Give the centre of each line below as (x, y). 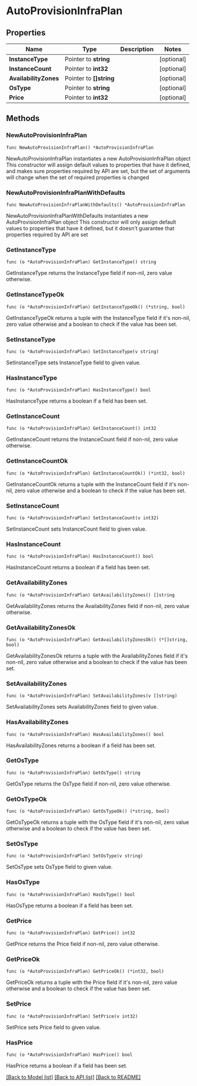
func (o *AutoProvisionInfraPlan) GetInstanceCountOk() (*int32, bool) (96, 473)
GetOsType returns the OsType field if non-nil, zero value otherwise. (89, 784)
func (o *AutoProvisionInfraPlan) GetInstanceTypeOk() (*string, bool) (96, 307)
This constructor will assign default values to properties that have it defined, (98, 165)
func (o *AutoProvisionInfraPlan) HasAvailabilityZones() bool (85, 734)
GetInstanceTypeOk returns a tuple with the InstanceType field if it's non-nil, (98, 318)
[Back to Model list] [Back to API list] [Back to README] (74, 1077)
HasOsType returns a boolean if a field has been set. (70, 905)
